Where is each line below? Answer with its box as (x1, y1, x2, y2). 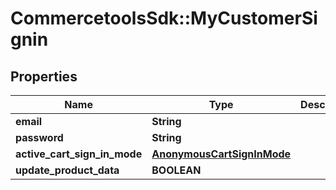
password (15, 131, 64, 144)
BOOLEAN (151, 163, 202, 177)
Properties (10, 68, 78, 85)
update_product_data (15, 163, 120, 177)
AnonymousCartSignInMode (151, 147, 292, 161)
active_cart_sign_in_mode (15, 147, 143, 161)
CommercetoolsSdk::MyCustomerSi (10, 7, 318, 30)
